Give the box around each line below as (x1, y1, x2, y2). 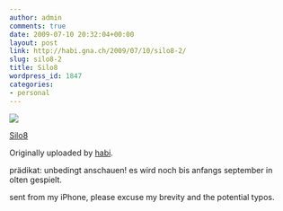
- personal (9, 88, 50, 97)
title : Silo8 (9, 64, 58, 73)
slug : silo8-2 (9, 55, 63, 64)
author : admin (9, 13, 63, 22)
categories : (9, 80, 54, 89)
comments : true (9, 22, 66, 31)
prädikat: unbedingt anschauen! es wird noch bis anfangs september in (9, 164, 273, 175)
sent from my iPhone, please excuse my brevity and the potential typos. (9, 191, 275, 202)
